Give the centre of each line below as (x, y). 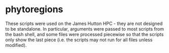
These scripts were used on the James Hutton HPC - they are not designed (84, 23)
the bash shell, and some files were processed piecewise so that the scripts (84, 34)
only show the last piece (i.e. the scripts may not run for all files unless (79, 40)
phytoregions (34, 9)
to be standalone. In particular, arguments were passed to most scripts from (84, 29)
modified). (16, 45)
